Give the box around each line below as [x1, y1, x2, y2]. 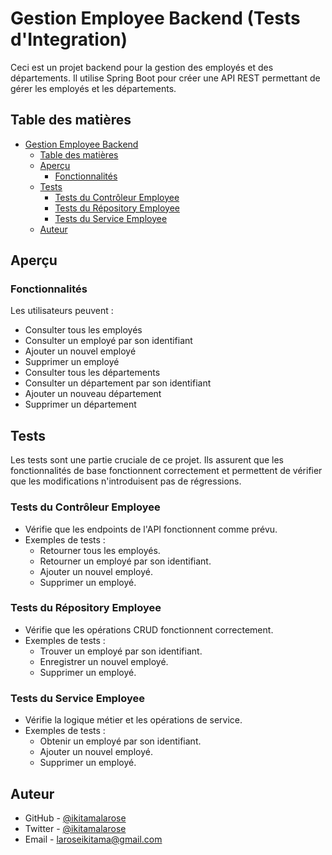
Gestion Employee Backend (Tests [10, 7, 301, 30]
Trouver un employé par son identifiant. [39, 645, 203, 657]
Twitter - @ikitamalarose [24, 822, 127, 834]
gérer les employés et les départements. [10, 82, 177, 94]
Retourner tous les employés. [39, 544, 161, 556]
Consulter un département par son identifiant [24, 377, 212, 389]
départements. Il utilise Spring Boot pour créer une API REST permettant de [10, 72, 321, 84]
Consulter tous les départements [24, 367, 161, 379]
